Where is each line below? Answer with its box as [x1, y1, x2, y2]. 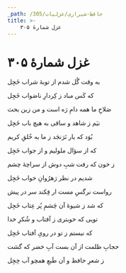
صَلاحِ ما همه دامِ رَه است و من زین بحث [7, 105, 112, 113]
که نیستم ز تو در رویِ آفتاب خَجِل [7, 228, 93, 238]
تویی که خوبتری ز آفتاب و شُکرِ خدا [7, 215, 98, 223]
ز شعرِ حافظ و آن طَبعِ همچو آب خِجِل [7, 256, 105, 264]
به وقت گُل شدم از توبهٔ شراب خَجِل [7, 77, 101, 86]
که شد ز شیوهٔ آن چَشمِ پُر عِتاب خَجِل [7, 201, 104, 210]
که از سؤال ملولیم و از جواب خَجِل [7, 146, 97, 155]
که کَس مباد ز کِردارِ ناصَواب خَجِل [7, 91, 94, 100]
